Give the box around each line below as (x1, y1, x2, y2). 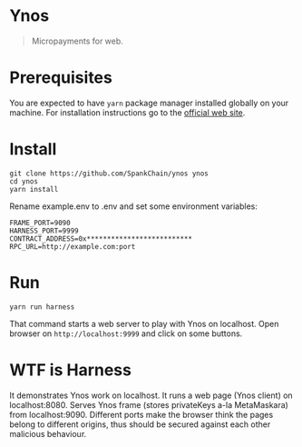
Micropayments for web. (31, 35, 124, 46)
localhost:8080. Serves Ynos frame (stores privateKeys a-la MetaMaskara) (9, 399, 288, 410)
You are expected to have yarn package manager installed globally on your (9, 97, 289, 108)
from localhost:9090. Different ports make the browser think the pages (9, 409, 274, 420)
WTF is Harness (9, 360, 132, 380)
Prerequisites (9, 67, 113, 88)
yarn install (9, 184, 59, 194)
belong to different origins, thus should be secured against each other (9, 419, 271, 430)
